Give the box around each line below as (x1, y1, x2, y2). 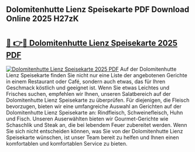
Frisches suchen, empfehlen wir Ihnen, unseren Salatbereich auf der (6, 91, 171, 97)
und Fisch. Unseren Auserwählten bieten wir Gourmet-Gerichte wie (6, 115, 169, 122)
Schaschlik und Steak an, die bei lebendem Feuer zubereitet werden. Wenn (6, 122, 187, 128)
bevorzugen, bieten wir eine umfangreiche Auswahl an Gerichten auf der (6, 103, 182, 110)
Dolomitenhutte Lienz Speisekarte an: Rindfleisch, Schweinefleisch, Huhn (6, 109, 183, 116)
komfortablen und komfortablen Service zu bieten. (6, 140, 128, 147)
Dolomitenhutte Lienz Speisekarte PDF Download (6, 5, 189, 15)
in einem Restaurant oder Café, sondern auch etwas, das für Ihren (6, 78, 166, 85)
